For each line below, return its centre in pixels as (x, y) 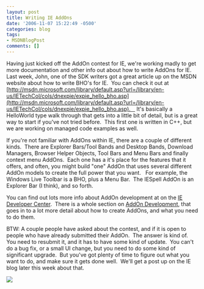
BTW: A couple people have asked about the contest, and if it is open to (96, 229)
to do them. (21, 217)
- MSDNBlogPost (26, 40)
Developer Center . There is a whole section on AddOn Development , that (99, 204)
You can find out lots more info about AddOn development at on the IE (95, 197)
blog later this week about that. (45, 268)
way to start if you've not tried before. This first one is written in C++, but (99, 122)
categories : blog (28, 29)
